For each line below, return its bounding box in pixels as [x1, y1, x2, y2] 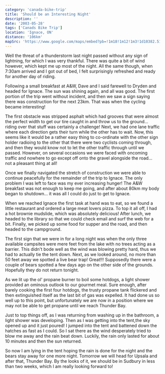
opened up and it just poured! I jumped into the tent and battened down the [5, 322, 157, 328]
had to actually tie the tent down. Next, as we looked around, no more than [5, 251, 156, 257]
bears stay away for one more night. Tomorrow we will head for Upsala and [5, 353, 158, 359]
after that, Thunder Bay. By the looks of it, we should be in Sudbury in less [5, 358, 155, 364]
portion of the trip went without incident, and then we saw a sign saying [5, 93, 150, 99]
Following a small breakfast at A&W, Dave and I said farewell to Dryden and [5, 83, 157, 89]
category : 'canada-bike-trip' [5, 7, 67, 12]
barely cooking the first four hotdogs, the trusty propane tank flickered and [5, 287, 157, 293]
